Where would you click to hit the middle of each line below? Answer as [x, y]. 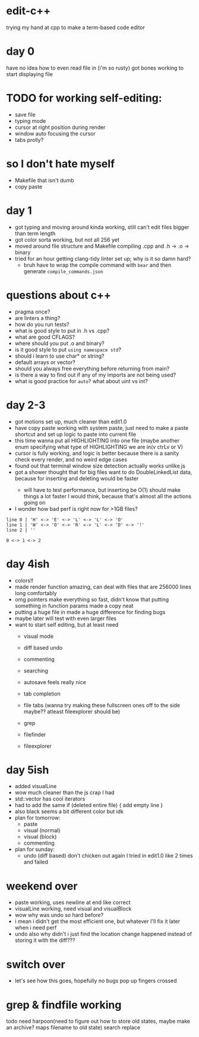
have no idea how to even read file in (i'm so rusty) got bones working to [95, 68]
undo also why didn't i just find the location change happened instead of [103, 934]
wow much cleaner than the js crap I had [64, 793]
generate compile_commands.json [63, 271]
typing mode [30, 121]
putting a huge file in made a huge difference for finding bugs [90, 612]
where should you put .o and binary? [60, 343]
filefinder [35, 734]
